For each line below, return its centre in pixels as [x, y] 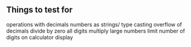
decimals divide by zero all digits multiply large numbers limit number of [96, 31]
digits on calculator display [40, 37]
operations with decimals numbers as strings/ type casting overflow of [94, 24]
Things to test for [39, 10]
